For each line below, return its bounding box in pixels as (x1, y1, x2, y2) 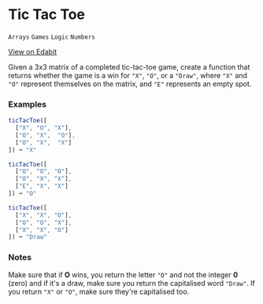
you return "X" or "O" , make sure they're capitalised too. (8, 287, 190, 296)
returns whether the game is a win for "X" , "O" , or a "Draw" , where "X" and (8, 70, 248, 80)
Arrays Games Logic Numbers (8, 33, 96, 41)
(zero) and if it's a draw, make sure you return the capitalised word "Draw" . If (8, 278, 256, 287)
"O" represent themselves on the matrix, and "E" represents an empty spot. (8, 79, 252, 88)
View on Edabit (8, 47, 57, 56)
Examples (8, 99, 47, 110)
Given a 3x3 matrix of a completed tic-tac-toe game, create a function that (8, 62, 250, 72)
